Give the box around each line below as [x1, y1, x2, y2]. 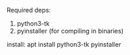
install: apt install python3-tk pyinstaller [6, 40, 122, 48]
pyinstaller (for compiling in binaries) [16, 27, 124, 35]
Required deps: [6, 6, 51, 14]
